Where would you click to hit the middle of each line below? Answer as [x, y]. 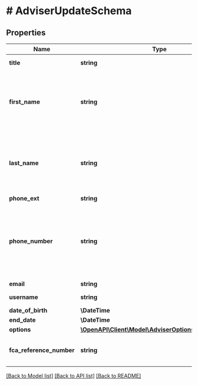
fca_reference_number [42, 350]
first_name [24, 102]
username [24, 297]
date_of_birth [28, 310]
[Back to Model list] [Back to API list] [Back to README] [74, 376]
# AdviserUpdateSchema [69, 11]
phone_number [31, 241]
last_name [24, 163]
